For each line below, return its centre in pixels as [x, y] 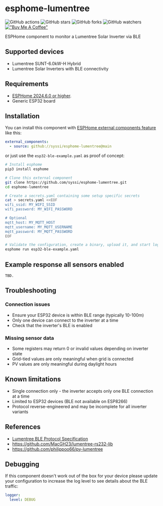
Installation [22, 116]
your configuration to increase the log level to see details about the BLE [76, 481]
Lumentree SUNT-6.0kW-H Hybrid [46, 63]
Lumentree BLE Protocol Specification [50, 438]
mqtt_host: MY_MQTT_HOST [30, 222]
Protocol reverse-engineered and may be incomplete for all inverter [79, 406]
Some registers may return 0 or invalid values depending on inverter [80, 349]
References [23, 427]
